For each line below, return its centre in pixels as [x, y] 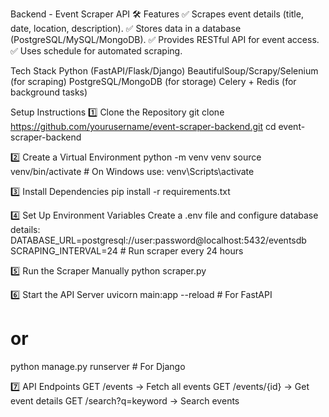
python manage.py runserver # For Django [98, 366]
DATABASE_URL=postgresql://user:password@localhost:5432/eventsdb [158, 240]
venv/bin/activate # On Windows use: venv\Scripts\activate [132, 171]
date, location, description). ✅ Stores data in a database [126, 28]
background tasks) [49, 92]
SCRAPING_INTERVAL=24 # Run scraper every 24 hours [127, 251]
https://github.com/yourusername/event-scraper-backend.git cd [143, 126]
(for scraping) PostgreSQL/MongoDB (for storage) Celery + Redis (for [153, 81]
